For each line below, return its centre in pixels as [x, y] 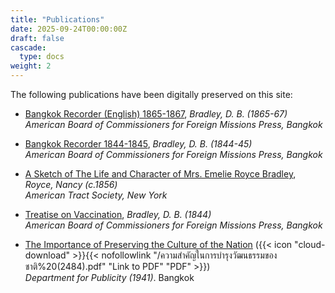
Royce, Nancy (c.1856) [71, 184]
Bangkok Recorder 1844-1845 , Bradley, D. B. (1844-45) [138, 144]
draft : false [37, 38]
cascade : [28, 47]
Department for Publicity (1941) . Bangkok [109, 277]
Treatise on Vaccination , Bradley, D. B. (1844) [118, 214]
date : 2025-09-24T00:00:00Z [69, 29]
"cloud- [310, 244]
